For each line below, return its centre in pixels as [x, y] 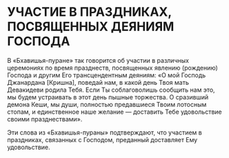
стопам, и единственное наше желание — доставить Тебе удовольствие [114, 112]
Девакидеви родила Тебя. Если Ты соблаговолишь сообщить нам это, [111, 90]
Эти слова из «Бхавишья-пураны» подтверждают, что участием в [104, 132]
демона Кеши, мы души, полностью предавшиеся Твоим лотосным [107, 104]
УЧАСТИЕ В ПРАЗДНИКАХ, [90, 12]
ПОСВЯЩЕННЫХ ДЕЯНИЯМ [91, 27]
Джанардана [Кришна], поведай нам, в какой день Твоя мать [98, 82]
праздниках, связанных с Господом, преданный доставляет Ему [102, 139]
